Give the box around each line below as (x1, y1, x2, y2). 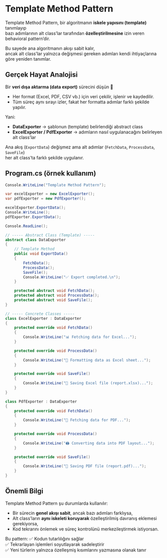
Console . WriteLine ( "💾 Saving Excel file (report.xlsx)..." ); (23, 381, 153, 386)
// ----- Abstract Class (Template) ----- (5, 233, 95, 238)
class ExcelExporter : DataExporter (5, 316, 81, 321)
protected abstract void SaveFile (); (14, 298, 93, 303)
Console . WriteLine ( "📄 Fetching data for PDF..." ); (23, 418, 131, 423)
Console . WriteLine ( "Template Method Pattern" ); (5, 182, 106, 188)
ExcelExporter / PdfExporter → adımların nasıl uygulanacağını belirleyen (12, 129, 162, 135)
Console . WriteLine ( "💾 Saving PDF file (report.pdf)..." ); (23, 464, 146, 469)
